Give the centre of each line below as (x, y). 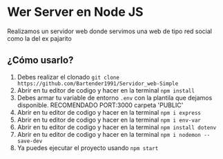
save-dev (30, 141)
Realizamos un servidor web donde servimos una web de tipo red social (110, 31)
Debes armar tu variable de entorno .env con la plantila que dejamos (115, 97)
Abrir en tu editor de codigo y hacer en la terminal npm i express (109, 112)
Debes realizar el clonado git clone (68, 77)
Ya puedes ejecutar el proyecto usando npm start (88, 148)
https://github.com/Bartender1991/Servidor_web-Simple (98, 84)
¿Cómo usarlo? (40, 60)
